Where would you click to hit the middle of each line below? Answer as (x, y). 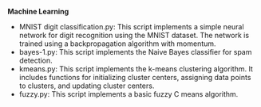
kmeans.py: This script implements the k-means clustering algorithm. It (136, 69)
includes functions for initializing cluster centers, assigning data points (135, 77)
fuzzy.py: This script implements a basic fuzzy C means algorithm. (129, 94)
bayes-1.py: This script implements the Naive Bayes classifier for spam (135, 52)
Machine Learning (38, 11)
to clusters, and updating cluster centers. (87, 86)
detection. (36, 60)
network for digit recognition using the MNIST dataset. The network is (134, 35)
